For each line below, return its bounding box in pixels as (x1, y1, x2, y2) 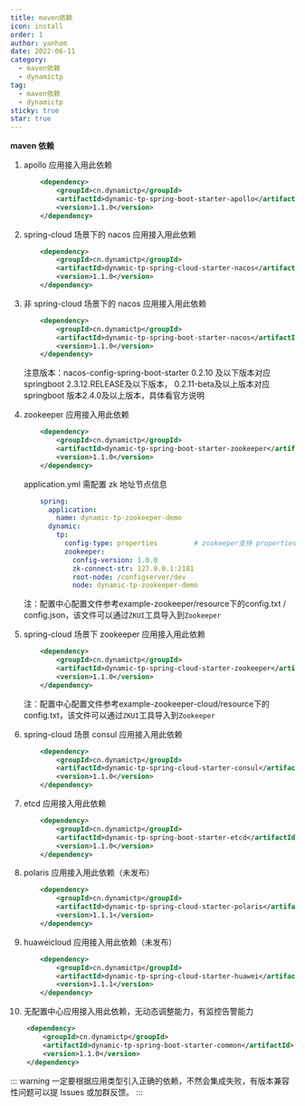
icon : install (10, 22, 64, 31)
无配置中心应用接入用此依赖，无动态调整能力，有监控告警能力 (23, 1006, 254, 1017)
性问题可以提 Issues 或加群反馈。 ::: (10, 1086, 144, 1097)
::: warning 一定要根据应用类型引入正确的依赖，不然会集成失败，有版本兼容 (10, 1075, 291, 1086)
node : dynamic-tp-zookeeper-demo (71, 581, 198, 590)
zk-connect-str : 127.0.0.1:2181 (71, 563, 195, 573)
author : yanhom (10, 38, 68, 48)
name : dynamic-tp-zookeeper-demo (56, 514, 183, 523)
